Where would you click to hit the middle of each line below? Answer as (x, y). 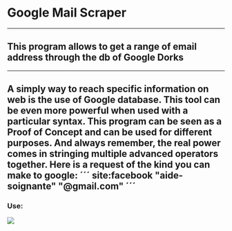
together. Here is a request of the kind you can (109, 165)
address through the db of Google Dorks (96, 58)
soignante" (32, 186)
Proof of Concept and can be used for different (110, 132)
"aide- (169, 175)
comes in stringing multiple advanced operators (113, 154)
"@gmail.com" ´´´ (97, 186)
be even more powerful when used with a (98, 111)
